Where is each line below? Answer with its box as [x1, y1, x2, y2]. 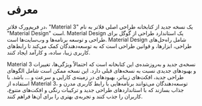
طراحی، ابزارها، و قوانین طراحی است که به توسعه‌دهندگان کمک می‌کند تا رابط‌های [7, 42, 192, 50]
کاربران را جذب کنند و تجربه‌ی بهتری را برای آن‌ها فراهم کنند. [7, 93, 143, 100]
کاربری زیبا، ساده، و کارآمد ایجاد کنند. [7, 48, 91, 56]
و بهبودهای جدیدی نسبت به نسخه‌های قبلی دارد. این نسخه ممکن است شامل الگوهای [7, 67, 197, 74]
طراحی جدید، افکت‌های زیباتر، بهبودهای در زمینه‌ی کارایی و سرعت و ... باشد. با [7, 73, 184, 81]
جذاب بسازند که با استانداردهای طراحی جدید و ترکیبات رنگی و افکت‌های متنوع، [7, 86, 184, 93]
